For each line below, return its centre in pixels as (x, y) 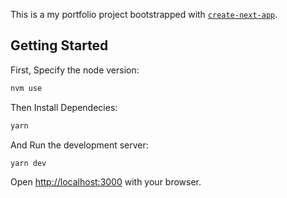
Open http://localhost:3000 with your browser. (106, 182)
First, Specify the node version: (75, 70)
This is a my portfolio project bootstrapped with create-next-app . (144, 14)
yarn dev (28, 163)
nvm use (26, 88)
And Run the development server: (79, 145)
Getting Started (59, 45)
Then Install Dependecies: (64, 107)
